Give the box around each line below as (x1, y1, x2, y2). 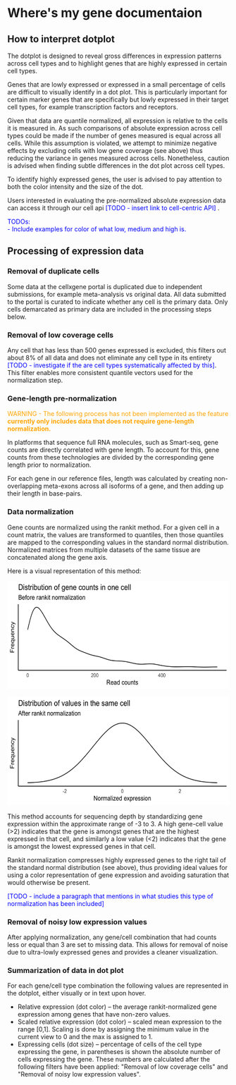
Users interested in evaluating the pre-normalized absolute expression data (7, 196, 226, 204)
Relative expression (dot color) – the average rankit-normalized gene (17, 1003, 217, 1011)
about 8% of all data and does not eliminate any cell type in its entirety (7, 353, 212, 362)
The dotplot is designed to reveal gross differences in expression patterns (7, 51, 222, 60)
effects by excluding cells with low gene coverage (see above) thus (7, 147, 203, 154)
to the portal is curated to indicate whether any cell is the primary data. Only (7, 298, 228, 306)
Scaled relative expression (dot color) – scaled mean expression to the (17, 1017, 222, 1026)
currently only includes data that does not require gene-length (7, 417, 194, 426)
